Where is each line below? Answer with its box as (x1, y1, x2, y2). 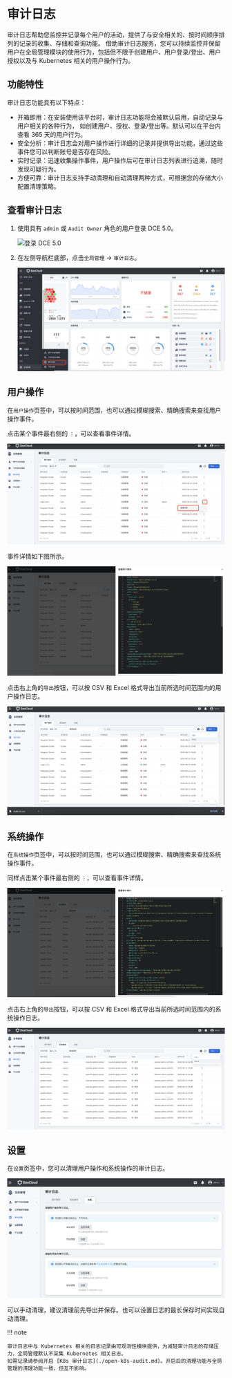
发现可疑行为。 (17, 165, 60, 173)
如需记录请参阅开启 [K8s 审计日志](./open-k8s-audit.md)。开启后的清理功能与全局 (7, 1357, 222, 1364)
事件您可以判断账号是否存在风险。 (17, 147, 115, 156)
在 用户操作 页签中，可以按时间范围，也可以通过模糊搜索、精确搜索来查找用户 (7, 406, 222, 414)
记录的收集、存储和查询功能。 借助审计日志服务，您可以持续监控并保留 (19, 39, 221, 47)
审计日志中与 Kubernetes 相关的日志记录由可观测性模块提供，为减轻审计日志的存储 (7, 1343, 214, 1350)
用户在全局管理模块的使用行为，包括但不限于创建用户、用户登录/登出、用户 (7, 48, 222, 56)
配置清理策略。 (17, 182, 60, 190)
